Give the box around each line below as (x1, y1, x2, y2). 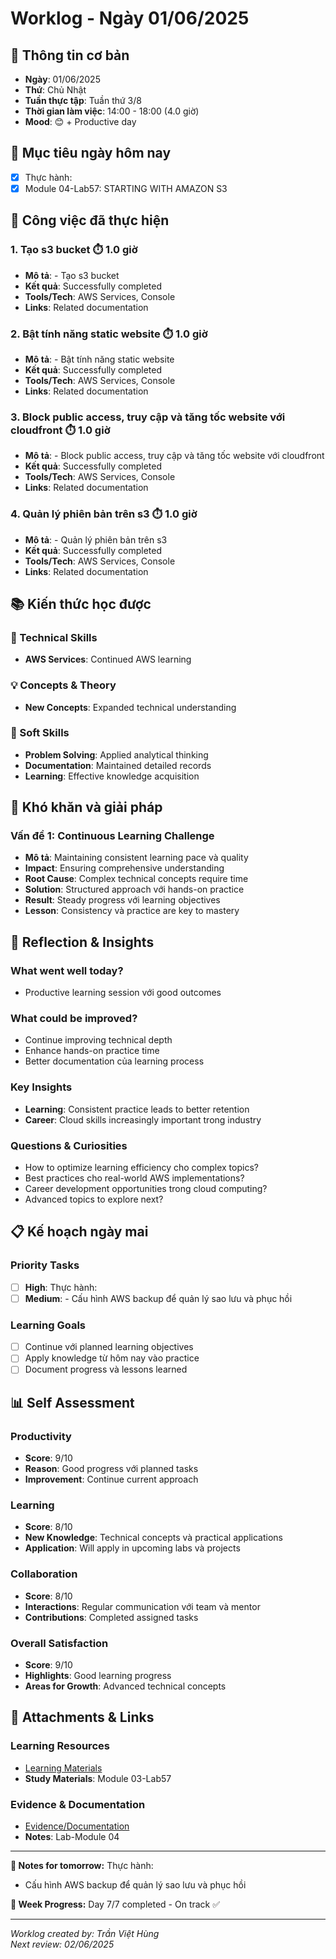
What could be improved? (10, 1012, 138, 1026)
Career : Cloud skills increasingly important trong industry (24, 1113, 262, 1126)
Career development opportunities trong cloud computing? (24, 1183, 268, 1195)
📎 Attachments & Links (10, 1709, 155, 1726)
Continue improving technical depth (24, 1034, 173, 1046)
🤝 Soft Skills (10, 726, 70, 740)
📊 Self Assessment (10, 1394, 135, 1411)
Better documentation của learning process (24, 1055, 205, 1067)
